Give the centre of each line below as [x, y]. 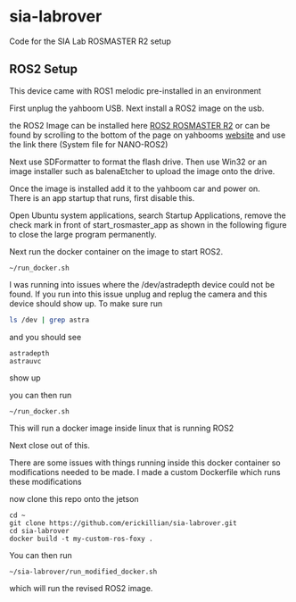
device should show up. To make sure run [86, 303]
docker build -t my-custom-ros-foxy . [81, 539]
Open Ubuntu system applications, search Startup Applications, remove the [148, 215]
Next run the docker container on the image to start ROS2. [116, 251]
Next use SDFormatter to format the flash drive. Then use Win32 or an [138, 162]
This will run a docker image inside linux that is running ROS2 [122, 428]
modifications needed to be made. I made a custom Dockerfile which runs [145, 472]
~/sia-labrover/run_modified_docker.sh [83, 572]
